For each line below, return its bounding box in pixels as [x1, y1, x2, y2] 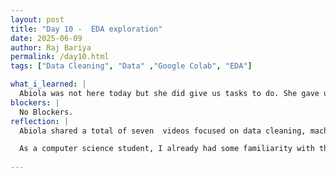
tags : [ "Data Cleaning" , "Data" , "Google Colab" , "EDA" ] [10, 61, 253, 71]
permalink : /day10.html [10, 52, 110, 62]
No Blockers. [19, 107, 74, 117]
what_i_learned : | [10, 79, 87, 90]
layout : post [10, 14, 65, 25]
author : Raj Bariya [10, 42, 92, 53]
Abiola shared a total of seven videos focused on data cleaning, [19, 126, 307, 136]
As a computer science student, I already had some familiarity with [19, 144, 315, 154]
